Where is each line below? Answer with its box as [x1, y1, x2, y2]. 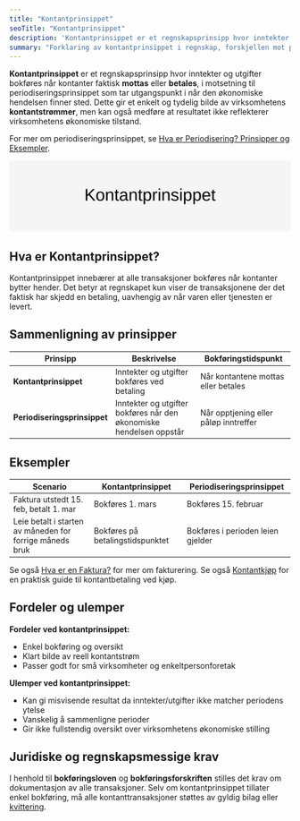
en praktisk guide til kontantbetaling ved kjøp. [9, 574, 177, 585]
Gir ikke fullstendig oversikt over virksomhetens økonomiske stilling [21, 723, 271, 734]
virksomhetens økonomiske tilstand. [9, 116, 142, 127]
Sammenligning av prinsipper [9, 327, 177, 342]
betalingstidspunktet [93, 535, 170, 546]
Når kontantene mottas [200, 372, 285, 382]
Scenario [32, 481, 67, 492]
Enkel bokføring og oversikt [21, 641, 123, 652]
